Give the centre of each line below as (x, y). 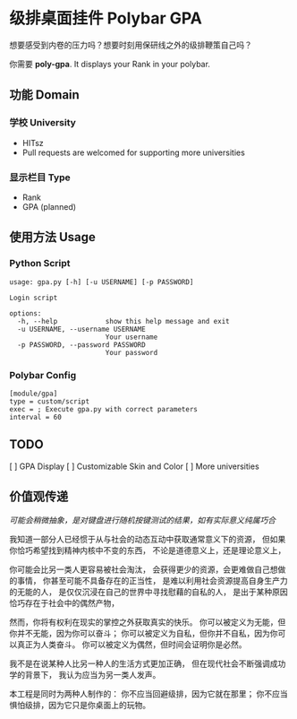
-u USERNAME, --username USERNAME (81, 329)
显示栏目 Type (40, 178)
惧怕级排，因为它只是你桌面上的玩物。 (80, 705)
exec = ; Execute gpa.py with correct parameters (104, 409)
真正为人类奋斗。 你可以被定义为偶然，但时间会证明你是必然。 (132, 644)
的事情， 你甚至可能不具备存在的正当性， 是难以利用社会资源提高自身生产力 (148, 580)
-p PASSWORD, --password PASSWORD (81, 345)
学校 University (42, 123)
